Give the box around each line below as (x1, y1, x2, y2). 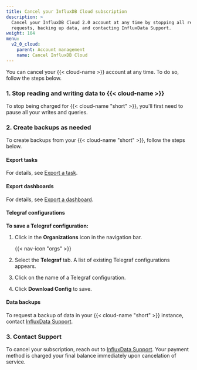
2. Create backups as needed (6, 123, 91, 131)
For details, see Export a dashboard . (6, 196, 94, 203)
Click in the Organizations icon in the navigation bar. (14, 233, 142, 240)
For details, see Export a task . (6, 169, 78, 176)
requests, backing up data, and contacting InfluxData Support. (11, 25, 172, 31)
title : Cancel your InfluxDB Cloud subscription (6, 8, 127, 15)
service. (6, 358, 26, 365)
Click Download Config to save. (14, 285, 92, 292)
